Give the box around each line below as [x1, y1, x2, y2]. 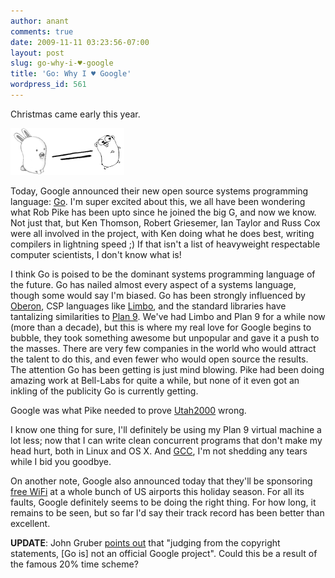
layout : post [10, 48, 65, 58]
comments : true [10, 26, 74, 37]
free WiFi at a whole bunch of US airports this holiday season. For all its [10, 485, 305, 497]
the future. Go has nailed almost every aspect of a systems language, [10, 278, 297, 290]
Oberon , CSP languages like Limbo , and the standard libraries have [10, 300, 287, 312]
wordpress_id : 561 [10, 80, 87, 90]
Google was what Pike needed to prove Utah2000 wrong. [10, 404, 247, 416]
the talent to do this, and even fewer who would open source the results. [10, 353, 309, 365]
